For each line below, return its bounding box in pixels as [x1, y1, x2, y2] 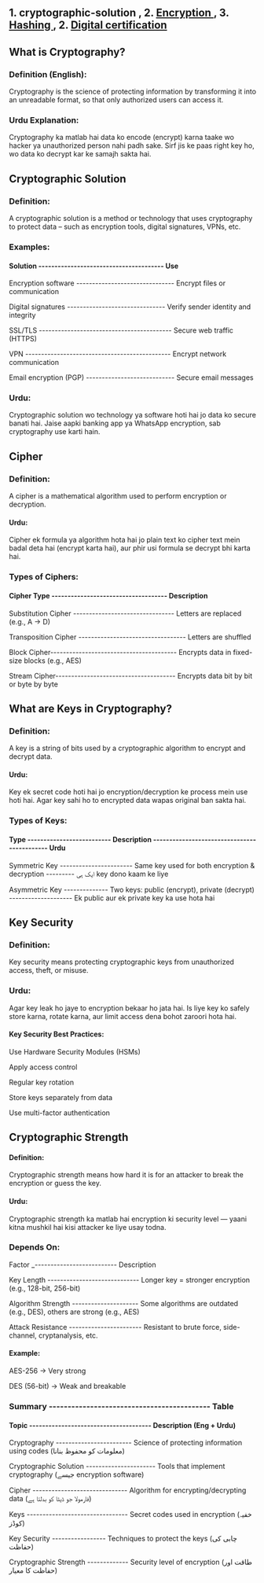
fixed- [233, 647, 253, 657]
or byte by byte [9, 679, 58, 689]
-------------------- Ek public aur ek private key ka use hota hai [9, 893, 215, 903]
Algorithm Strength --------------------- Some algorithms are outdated [9, 1298, 239, 1308]
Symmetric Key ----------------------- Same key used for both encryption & [9, 860, 255, 870]
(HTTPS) [9, 334, 38, 344]
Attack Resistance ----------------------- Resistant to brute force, [9, 1322, 222, 1331]
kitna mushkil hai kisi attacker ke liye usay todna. [9, 1222, 167, 1231]
